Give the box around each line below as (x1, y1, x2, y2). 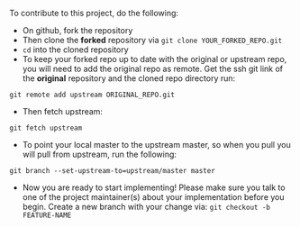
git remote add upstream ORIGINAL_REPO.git (9, 90, 176, 99)
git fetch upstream (9, 123, 83, 132)
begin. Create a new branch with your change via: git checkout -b (22, 202, 270, 212)
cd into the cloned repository (22, 44, 129, 55)
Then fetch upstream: (22, 106, 104, 116)
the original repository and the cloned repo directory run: (22, 73, 236, 84)
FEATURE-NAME (22, 211, 72, 220)
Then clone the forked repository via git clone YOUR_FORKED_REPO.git (22, 35, 283, 45)
